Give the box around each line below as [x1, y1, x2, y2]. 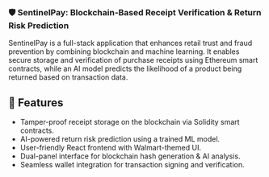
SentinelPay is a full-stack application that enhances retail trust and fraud [8, 39, 253, 48]
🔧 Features [8, 96, 64, 109]
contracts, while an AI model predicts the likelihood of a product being [8, 64, 242, 74]
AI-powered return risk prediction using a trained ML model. [19, 134, 221, 144]
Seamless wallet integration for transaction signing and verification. [19, 160, 245, 170]
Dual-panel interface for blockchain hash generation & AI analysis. [19, 151, 241, 161]
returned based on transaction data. [8, 72, 128, 82]
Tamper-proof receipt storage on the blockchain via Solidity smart [19, 117, 240, 127]
